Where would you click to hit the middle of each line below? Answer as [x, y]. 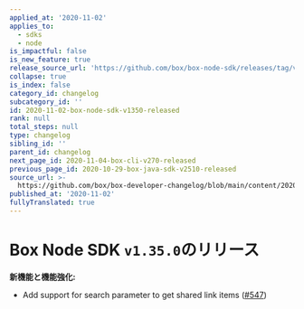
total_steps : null [44, 127]
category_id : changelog [54, 93]
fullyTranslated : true [52, 203]
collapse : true [38, 77]
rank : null [30, 118]
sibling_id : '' [38, 144]
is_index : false [40, 85]
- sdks [30, 34]
